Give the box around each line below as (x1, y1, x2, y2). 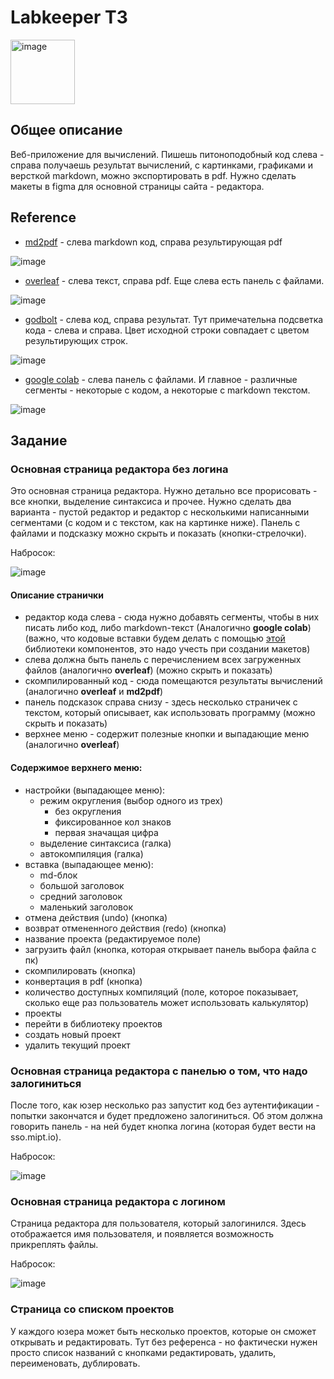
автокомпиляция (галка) (39, 847, 144, 860)
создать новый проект (24, 1028, 122, 1040)
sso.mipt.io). (10, 1131, 62, 1143)
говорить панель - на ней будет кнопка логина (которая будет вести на (10, 1120, 317, 1132)
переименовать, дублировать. (10, 1357, 141, 1369)
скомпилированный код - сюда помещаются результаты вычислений (24, 675, 323, 687)
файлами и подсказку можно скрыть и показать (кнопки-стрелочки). (10, 527, 307, 540)
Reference (10, 209, 77, 226)
